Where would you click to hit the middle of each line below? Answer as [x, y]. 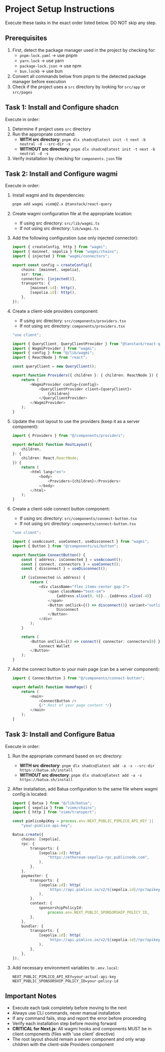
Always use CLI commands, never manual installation [66, 1013]
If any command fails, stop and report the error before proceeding [79, 1019]
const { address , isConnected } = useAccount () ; [72, 559]
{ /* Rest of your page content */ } [75, 705]
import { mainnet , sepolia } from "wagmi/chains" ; [65, 252]
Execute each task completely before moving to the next [69, 1008]
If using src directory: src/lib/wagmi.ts [60, 223]
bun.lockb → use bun [41, 71]
